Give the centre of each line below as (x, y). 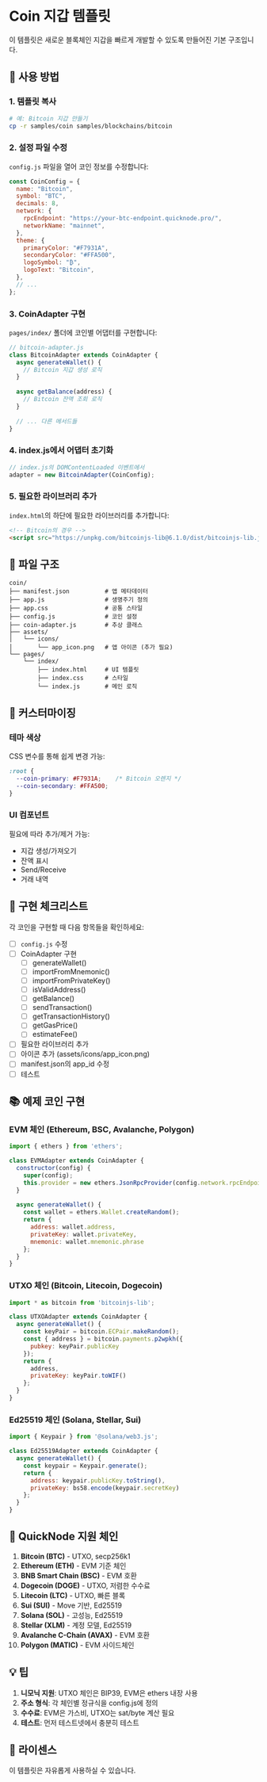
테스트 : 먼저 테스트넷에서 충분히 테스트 (80, 1723)
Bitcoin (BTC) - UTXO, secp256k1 (75, 1556)
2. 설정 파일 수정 (38, 147)
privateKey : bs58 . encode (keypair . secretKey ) (105, 1488)
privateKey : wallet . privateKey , (83, 1234)
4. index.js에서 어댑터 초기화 (61, 450)
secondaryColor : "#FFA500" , (69, 255)
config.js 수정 (44, 943)
